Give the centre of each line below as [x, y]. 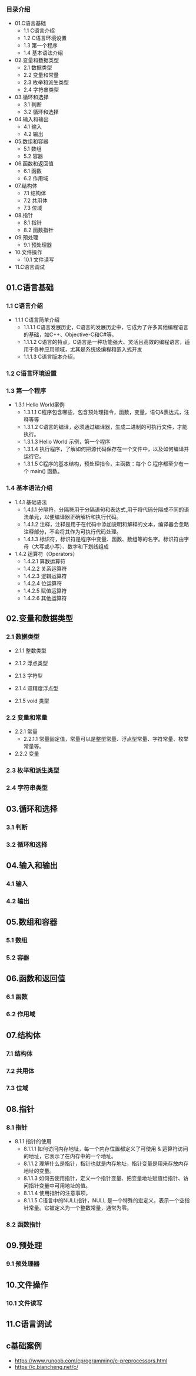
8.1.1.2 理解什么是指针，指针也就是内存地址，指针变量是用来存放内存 [106, 1164]
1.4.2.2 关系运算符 [45, 568]
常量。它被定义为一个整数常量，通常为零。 [80, 1208]
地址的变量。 [39, 1171]
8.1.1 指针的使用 [33, 1141]
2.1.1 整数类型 [31, 650]
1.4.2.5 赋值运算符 [45, 591]
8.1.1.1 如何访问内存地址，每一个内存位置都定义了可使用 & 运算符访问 [106, 1149]
